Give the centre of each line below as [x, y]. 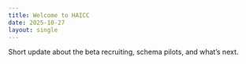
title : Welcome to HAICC [49, 15]
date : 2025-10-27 [37, 23]
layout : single [33, 30]
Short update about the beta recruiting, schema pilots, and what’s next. [123, 52]
